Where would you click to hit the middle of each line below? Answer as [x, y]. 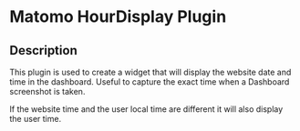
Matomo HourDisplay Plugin [118, 17]
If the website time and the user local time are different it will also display [146, 109]
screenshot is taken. [47, 91]
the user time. [36, 119]
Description [43, 50]
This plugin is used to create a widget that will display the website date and [150, 72]
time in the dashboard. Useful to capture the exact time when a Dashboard [150, 82]
